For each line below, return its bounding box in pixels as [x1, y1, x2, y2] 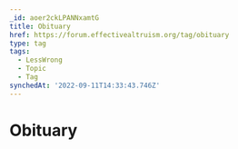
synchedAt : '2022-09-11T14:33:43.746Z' [9, 81, 161, 90]
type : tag [9, 38, 47, 48]
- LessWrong [17, 55, 64, 65]
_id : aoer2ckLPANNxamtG [9, 13, 100, 23]
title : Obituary [9, 22, 71, 31]
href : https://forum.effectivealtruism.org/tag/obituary [9, 30, 230, 39]
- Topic [17, 65, 47, 74]
